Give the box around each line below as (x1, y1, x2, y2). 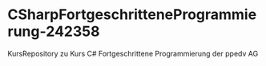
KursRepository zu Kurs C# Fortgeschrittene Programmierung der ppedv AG (7, 49, 259, 58)
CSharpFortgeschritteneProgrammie (7, 6, 257, 24)
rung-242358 (7, 22, 100, 41)
